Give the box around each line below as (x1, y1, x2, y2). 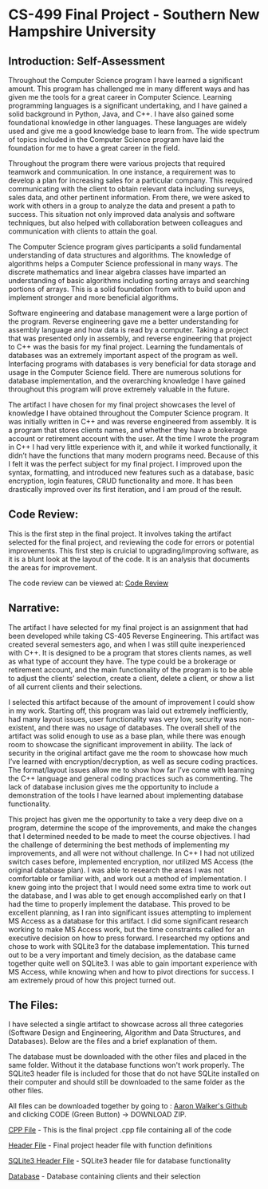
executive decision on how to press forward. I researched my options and (8, 933, 250, 943)
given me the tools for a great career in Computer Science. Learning (8, 93, 233, 101)
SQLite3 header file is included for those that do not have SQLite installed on (8, 1069, 260, 1078)
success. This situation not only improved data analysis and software (8, 210, 235, 219)
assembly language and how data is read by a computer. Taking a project (8, 325, 249, 334)
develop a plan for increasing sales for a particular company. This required (8, 175, 253, 185)
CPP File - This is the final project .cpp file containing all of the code (8, 1125, 232, 1135)
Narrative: (8, 601, 60, 615)
